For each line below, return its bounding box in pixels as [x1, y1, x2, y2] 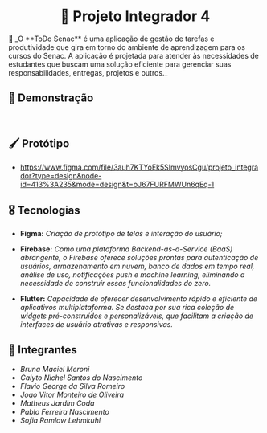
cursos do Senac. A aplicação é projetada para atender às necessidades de [8, 51, 259, 60]
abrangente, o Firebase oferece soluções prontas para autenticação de [19, 253, 259, 263]
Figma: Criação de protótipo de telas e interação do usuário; [19, 229, 223, 239]
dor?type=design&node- [19, 170, 102, 180]
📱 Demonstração [8, 92, 94, 105]
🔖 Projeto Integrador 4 [60, 7, 211, 26]
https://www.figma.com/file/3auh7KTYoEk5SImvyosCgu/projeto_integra [19, 162, 259, 172]
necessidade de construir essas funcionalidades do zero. [19, 279, 212, 288]
